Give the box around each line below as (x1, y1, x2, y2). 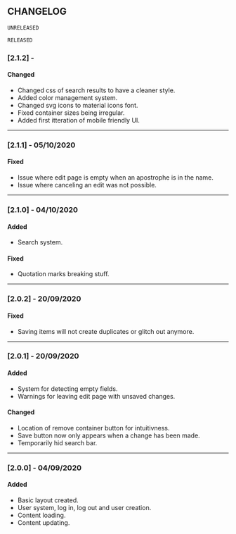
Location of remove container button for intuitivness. (17, 423, 170, 432)
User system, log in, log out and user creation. (17, 503, 152, 511)
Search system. (17, 238, 63, 247)
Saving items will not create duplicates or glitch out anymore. (17, 327, 195, 335)
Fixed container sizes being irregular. (17, 108, 125, 117)
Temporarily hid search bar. (17, 438, 98, 447)
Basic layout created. (17, 496, 79, 504)
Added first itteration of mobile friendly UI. (17, 116, 140, 124)
